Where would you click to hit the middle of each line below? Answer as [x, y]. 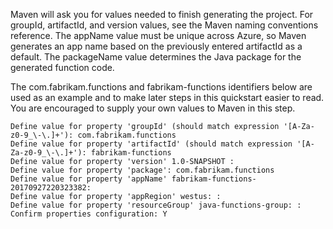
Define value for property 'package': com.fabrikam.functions [142, 170]
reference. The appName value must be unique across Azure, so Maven [158, 35]
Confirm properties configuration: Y [89, 214]
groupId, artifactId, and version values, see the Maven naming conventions [164, 25]
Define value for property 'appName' [89, 179]
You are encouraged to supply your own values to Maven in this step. [153, 108]
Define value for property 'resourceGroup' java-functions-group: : [156, 205]
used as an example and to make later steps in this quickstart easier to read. [167, 97]
